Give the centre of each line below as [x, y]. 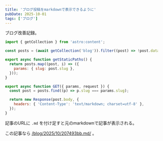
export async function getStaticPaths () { [49, 60]
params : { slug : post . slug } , [44, 68]
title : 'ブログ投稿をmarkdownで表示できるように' [50, 9]
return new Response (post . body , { [44, 100]
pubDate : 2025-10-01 [26, 14]
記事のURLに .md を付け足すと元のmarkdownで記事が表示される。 [71, 123]
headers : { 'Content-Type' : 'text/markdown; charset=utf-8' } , [79, 104]
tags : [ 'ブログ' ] [21, 18]
